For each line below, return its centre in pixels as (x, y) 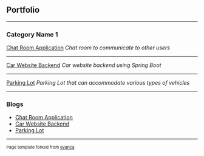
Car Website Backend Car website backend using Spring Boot (84, 65)
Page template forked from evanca (40, 147)
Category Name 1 (32, 34)
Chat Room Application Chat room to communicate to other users (88, 48)
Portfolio (23, 10)
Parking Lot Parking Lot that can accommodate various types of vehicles (98, 83)
